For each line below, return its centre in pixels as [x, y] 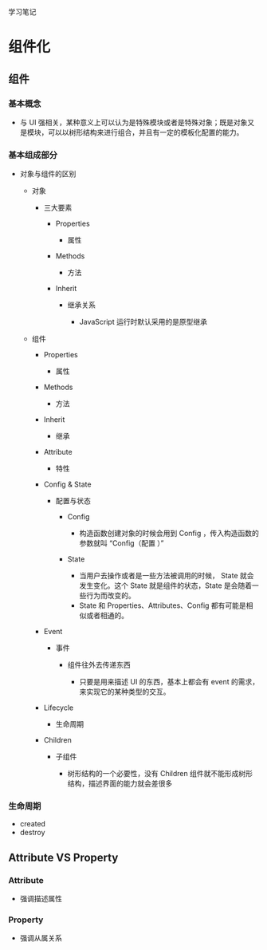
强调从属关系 [41, 938]
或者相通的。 [108, 616]
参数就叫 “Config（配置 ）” [122, 543]
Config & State [67, 484]
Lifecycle [59, 708]
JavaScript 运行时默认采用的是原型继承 [143, 322]
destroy [32, 833]
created [33, 824]
